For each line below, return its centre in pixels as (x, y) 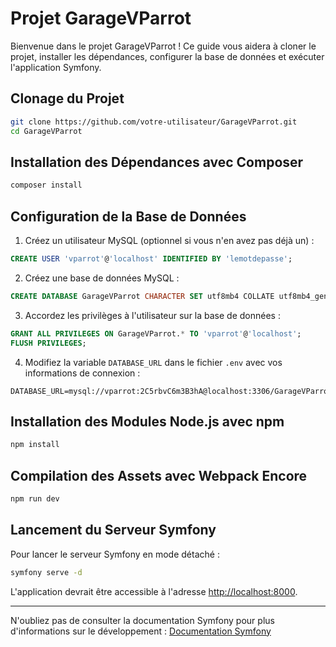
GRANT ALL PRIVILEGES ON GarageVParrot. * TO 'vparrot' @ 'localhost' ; (156, 333)
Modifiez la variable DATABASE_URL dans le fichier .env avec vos (153, 362)
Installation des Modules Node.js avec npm (147, 421)
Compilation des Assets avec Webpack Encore (159, 475)
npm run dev (35, 499)
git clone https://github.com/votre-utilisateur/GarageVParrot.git (154, 122)
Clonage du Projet (67, 98)
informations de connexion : (82, 373)
